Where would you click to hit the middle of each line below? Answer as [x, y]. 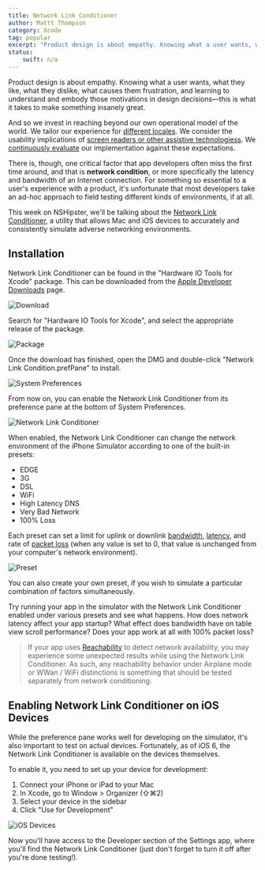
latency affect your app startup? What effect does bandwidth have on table [130, 623]
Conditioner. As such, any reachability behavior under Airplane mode [140, 664]
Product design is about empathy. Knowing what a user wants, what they [127, 82]
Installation [36, 254]
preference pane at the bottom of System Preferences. [97, 407]
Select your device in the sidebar [73, 801]
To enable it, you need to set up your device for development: [108, 769]
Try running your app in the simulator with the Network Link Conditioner [125, 607]
